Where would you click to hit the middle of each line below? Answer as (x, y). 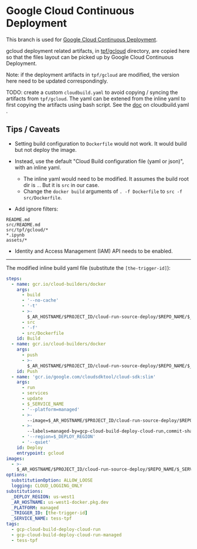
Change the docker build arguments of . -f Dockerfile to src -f (103, 191)
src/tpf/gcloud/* (27, 230)
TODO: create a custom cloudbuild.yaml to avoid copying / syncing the (92, 92)
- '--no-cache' (40, 300)
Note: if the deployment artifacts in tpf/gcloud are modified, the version (93, 74)
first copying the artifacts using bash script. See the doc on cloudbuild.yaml (98, 104)
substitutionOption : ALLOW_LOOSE (52, 480)
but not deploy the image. (46, 150)
